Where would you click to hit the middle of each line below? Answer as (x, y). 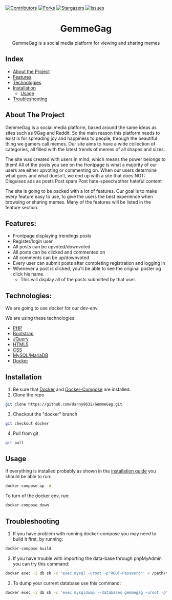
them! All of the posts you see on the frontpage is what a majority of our (81, 165)
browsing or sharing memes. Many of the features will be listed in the (78, 202)
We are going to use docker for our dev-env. (52, 308)
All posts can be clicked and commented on (59, 252)
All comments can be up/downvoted (51, 258)
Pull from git (26, 433)
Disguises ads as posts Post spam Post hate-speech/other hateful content (84, 181)
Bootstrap (23, 334)
